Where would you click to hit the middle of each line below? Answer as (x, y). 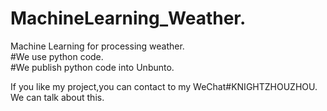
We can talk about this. (57, 97)
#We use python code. (57, 56)
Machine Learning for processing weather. (97, 46)
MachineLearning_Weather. (128, 18)
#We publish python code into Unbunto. (92, 67)
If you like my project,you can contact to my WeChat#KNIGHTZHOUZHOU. (164, 86)
